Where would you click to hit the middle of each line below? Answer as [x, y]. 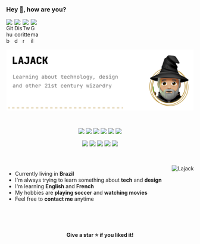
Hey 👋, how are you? [36, 9]
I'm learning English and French [54, 186]
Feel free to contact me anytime [54, 199]
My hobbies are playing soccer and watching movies [81, 193]
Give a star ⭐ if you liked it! [100, 235]
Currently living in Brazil [44, 174]
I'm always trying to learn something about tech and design [88, 180]
